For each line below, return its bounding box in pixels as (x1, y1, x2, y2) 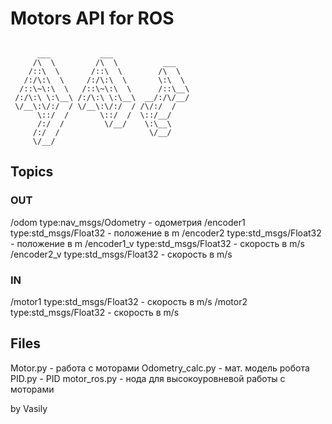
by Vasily (10, 402, 48, 414)
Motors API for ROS (10, 7, 175, 30)
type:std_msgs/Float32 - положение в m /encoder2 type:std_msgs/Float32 (10, 227, 322, 239)
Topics (10, 163, 54, 181)
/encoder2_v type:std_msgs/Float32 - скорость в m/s (10, 248, 233, 260)
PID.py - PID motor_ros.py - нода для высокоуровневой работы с (10, 372, 286, 384)
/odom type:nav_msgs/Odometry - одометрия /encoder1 (10, 216, 246, 228)
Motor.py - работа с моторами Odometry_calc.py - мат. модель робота (10, 362, 310, 374)
